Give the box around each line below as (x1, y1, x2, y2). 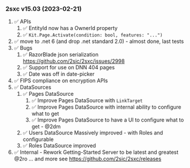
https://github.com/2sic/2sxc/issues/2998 (22, 58, 125, 65)
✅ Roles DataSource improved (22, 142, 96, 149)
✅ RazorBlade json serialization (22, 51, 99, 58)
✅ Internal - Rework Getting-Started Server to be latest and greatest (13, 149, 179, 156)
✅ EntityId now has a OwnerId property (22, 25, 118, 32)
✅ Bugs (13, 45, 33, 52)
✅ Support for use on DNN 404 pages (22, 64, 115, 71)
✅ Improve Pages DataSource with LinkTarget (31, 97, 143, 104)
